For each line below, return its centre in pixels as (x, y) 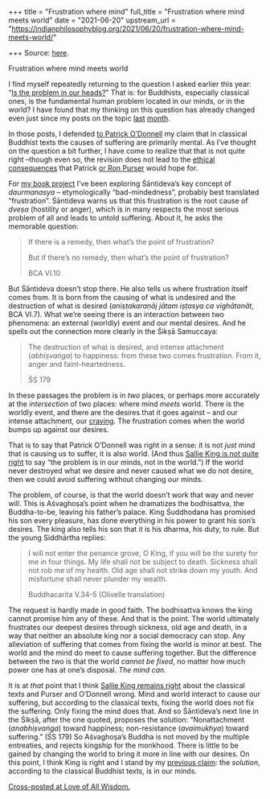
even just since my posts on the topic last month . (89, 118)
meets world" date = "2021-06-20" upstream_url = (92, 20)
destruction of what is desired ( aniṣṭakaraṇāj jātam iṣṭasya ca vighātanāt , (131, 306)
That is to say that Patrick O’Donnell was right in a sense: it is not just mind (132, 445)
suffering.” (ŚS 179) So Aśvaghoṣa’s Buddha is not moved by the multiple (129, 737)
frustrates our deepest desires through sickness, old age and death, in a (128, 627)
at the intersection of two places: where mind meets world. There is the (127, 404)
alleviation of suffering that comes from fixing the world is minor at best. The (135, 644)
